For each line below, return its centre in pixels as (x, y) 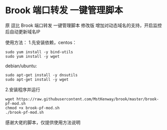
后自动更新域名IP (23, 31)
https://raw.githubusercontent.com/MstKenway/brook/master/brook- (88, 99)
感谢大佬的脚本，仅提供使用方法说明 (43, 122)
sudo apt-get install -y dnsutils (42, 75)
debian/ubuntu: (21, 66)
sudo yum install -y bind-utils (39, 52)
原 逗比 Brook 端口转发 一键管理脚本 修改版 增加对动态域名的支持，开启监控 (84, 25)
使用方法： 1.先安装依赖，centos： (41, 42)
